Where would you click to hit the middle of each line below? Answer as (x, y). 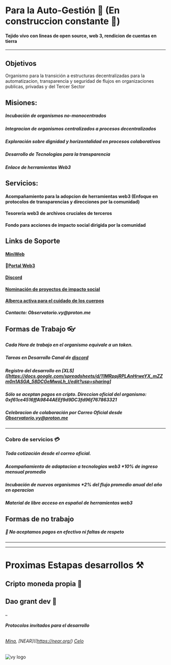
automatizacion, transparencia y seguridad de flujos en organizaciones (80, 81)
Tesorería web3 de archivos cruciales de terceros (59, 213)
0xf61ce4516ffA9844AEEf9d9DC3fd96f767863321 (61, 399)
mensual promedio (26, 471)
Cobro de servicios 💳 (33, 439)
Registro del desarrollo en (33, 370)
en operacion (20, 490)
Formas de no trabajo (40, 519)
